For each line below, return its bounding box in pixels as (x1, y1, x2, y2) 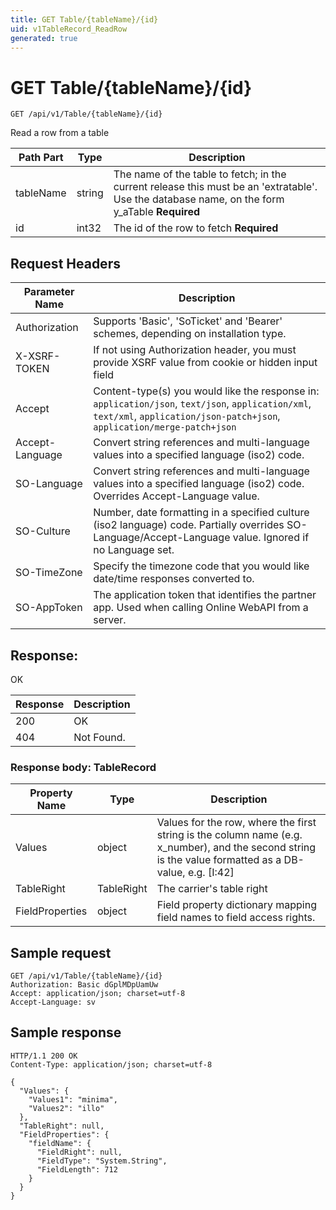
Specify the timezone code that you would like (93, 559, 310, 573)
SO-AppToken (15, 601, 83, 615)
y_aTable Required (113, 205, 201, 219)
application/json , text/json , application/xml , (93, 397, 312, 411)
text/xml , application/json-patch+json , (93, 409, 281, 423)
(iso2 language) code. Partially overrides (93, 518, 285, 532)
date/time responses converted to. (93, 572, 255, 586)
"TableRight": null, (19, 1121, 105, 1131)
